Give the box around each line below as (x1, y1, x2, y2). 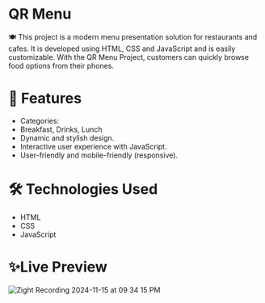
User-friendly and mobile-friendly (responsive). (19, 150, 179, 160)
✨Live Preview (8, 258, 107, 276)
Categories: (19, 116, 59, 125)
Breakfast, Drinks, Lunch (19, 124, 103, 134)
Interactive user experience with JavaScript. (19, 141, 167, 151)
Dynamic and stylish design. (19, 133, 115, 142)
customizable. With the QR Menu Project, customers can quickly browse (8, 52, 249, 61)
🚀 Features (8, 90, 82, 107)
